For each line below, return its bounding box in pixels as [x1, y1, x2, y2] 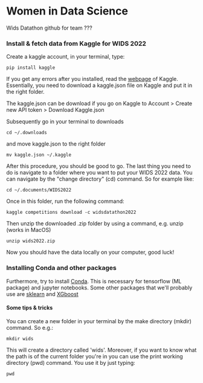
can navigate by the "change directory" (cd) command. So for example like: [6, 175, 195, 182]
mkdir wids [6, 335, 34, 342]
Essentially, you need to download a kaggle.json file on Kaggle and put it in [6, 82, 193, 89]
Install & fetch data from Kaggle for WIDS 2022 [6, 39, 147, 48]
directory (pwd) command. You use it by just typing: [6, 359, 136, 366]
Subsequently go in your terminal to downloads [6, 118, 124, 125]
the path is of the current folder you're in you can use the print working [6, 352, 183, 360]
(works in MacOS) [6, 227, 51, 234]
